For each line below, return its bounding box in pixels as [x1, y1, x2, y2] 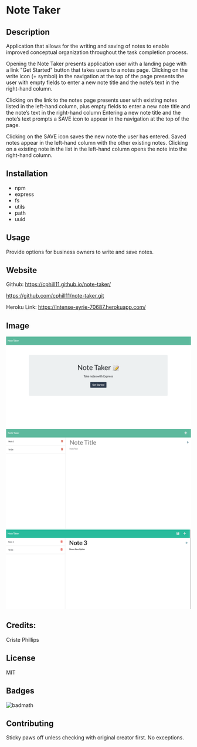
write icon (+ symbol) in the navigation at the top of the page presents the [6, 73, 185, 79]
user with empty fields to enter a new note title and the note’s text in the [6, 79, 179, 86]
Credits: [6, 621, 36, 631]
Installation [6, 169, 48, 179]
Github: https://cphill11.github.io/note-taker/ [6, 281, 111, 288]
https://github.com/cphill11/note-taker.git [6, 292, 104, 299]
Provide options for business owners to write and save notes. [6, 248, 154, 255]
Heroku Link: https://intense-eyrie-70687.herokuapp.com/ [6, 304, 146, 311]
